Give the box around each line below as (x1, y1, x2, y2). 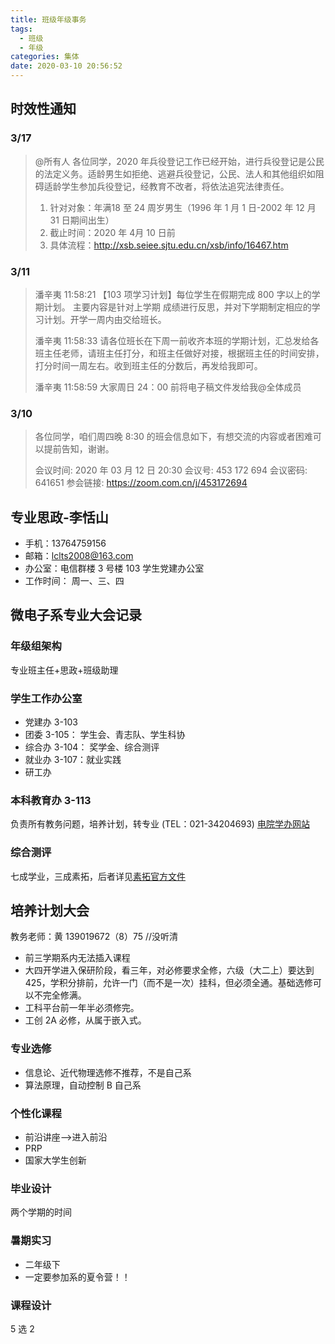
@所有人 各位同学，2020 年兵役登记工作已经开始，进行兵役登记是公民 (34, 155, 325, 167)
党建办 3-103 (24, 716, 78, 728)
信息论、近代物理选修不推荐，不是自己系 (24, 1066, 192, 1078)
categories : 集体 (10, 52, 80, 62)
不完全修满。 (33, 989, 87, 1001)
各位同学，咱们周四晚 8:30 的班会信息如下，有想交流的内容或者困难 (34, 431, 313, 443)
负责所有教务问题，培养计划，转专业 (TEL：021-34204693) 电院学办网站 (10, 818, 310, 830)
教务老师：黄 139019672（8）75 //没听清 (10, 931, 179, 943)
